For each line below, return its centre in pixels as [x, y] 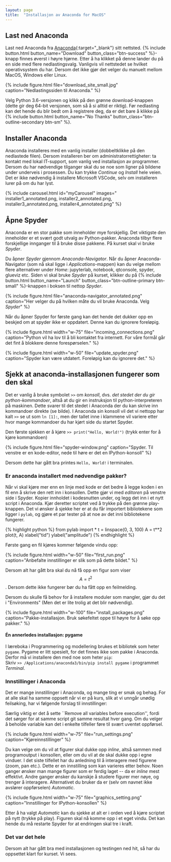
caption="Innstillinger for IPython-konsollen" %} [56, 803]
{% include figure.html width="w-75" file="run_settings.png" [69, 734]
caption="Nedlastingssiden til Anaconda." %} [53, 91]
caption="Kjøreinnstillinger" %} [38, 740]
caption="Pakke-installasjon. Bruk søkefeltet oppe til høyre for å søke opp [83, 618]
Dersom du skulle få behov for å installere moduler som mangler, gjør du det [85, 597]
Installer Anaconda [36, 138]
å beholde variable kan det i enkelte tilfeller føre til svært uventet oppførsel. [84, 724]
